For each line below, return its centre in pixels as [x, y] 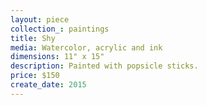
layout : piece [40, 19]
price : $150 [35, 76]
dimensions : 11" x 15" [57, 57]
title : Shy [33, 38]
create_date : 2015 [48, 85]
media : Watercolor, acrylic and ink [86, 47]
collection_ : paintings [60, 29]
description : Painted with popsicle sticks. [104, 66]
